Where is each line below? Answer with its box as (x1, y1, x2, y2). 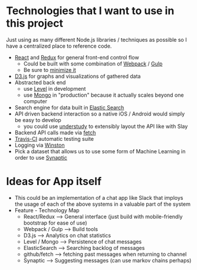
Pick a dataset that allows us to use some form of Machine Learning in (14, 147, 186, 154)
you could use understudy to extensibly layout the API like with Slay (23, 123, 188, 130)
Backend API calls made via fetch (14, 129, 96, 136)
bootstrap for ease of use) (23, 219, 87, 226)
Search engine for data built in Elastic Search (14, 104, 124, 111)
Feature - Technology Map (14, 206, 80, 213)
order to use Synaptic (14, 154, 68, 161)
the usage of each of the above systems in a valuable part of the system (14, 200, 191, 208)
